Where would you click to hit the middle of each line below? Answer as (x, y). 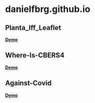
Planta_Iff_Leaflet (33, 28)
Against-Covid (28, 83)
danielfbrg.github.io (48, 9)
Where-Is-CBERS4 (35, 55)
